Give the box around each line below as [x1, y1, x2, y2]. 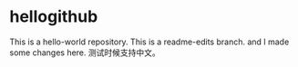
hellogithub [9, 6, 98, 27]
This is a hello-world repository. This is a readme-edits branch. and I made [9, 36, 290, 47]
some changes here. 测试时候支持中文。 [9, 47, 161, 58]
